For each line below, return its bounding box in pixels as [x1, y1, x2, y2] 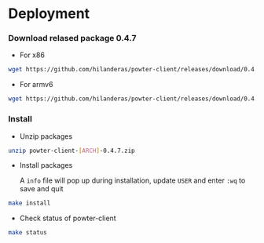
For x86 [19, 50, 46, 60]
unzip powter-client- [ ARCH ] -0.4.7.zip [8, 147, 135, 154]
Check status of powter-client [19, 213, 116, 223]
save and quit [19, 184, 64, 194]
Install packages [19, 161, 73, 170]
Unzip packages [19, 131, 73, 141]
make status [8, 229, 47, 237]
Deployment [8, 5, 90, 23]
